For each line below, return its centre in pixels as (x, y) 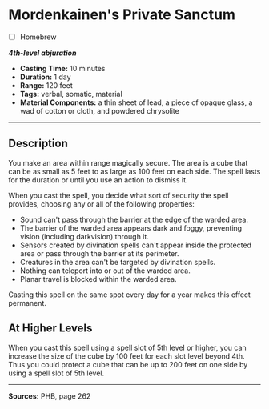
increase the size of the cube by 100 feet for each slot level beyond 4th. (127, 356)
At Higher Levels (50, 329)
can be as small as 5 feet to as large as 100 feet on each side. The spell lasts (134, 171)
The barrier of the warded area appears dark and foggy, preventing (131, 228)
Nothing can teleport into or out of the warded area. (105, 271)
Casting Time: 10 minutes (62, 68)
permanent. (27, 303)
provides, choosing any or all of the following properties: (101, 204)
